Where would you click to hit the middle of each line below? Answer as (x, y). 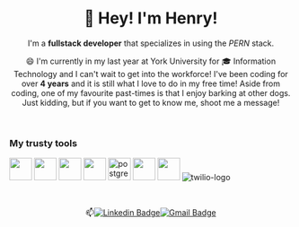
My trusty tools (44, 143)
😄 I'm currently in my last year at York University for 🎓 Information (151, 61)
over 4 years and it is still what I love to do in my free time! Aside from (151, 83)
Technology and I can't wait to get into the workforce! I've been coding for (151, 74)
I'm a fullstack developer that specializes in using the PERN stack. (151, 43)
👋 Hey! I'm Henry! (151, 18)
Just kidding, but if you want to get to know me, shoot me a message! (151, 102)
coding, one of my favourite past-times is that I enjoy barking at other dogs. (151, 92)
